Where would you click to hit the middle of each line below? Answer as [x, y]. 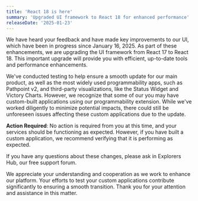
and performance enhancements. [47, 65]
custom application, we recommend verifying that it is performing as [90, 139]
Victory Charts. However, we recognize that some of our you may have [92, 95]
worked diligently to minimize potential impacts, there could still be [87, 108]
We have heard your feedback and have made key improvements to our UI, [98, 40]
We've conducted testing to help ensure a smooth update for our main [92, 76]
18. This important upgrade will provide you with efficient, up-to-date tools [97, 59]
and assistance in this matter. [42, 193]
